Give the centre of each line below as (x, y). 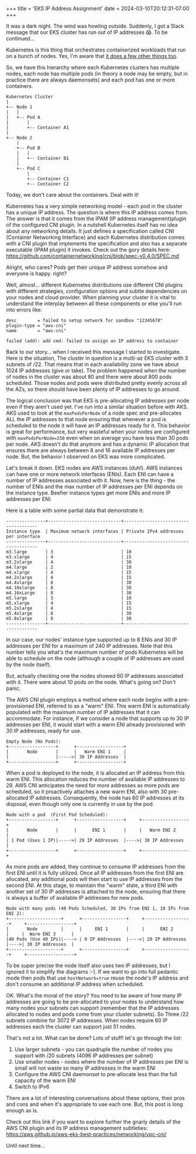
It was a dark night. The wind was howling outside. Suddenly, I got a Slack (95, 26)
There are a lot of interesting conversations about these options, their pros (95, 1098)
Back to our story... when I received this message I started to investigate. (94, 352)
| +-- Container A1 (37, 128)
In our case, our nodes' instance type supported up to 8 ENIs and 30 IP (92, 640)
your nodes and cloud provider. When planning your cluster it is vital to (91, 297)
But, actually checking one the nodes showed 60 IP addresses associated (95, 676)
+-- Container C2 (48, 184)
